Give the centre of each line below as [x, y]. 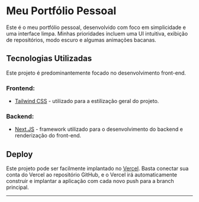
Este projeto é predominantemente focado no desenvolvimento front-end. [96, 73]
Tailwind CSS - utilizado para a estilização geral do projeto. [87, 101]
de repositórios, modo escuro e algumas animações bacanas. [81, 40]
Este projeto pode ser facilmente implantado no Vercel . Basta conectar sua [97, 169]
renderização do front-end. [48, 136]
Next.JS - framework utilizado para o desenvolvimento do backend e [99, 129]
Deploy [20, 154]
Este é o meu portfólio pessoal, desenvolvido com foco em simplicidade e [96, 27]
